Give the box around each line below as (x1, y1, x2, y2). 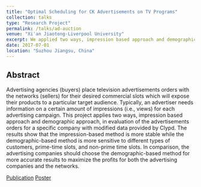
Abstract (6, 70, 40, 80)
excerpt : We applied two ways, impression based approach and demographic (6, 37, 197, 43)
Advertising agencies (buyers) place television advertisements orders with (6, 86, 190, 93)
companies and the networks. (6, 162, 80, 170)
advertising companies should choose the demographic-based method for (6, 149, 190, 156)
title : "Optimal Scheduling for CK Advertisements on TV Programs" (6, 8, 178, 15)
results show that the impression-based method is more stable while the (6, 130, 184, 138)
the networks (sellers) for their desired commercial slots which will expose (6, 92, 190, 99)
